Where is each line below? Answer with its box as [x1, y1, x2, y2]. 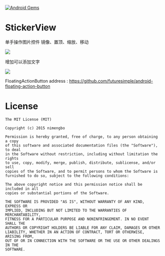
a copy [5, 139, 19, 144]
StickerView [5, 22, 56, 33]
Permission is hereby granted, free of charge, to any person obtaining [5, 134, 158, 139]
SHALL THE [5, 221, 26, 226]
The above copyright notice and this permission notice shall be [5, 182, 142, 187]
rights [5, 156, 19, 161]
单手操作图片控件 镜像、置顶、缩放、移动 [5, 39, 89, 45]
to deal [5, 147, 21, 152]
